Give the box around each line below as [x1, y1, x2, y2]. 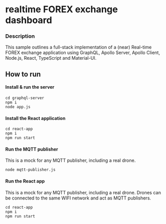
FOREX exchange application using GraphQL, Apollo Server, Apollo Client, [5, 49, 160, 56]
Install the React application [5, 115, 66, 121]
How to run [5, 70, 41, 79]
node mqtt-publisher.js [5, 167, 56, 172]
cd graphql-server [5, 95, 44, 101]
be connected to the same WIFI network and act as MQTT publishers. [5, 195, 151, 201]
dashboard [5, 14, 52, 26]
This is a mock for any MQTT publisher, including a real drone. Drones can [5, 189, 161, 195]
